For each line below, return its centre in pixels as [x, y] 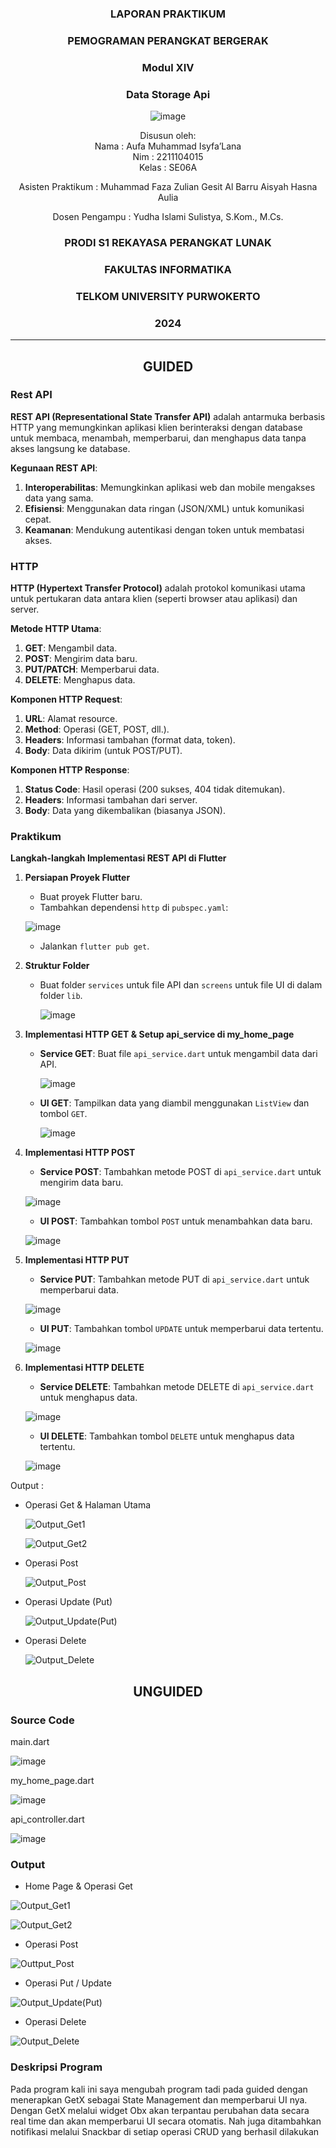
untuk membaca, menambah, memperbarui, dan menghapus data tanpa [158, 438]
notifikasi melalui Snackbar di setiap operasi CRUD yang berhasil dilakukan [165, 2131]
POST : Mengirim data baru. [81, 659]
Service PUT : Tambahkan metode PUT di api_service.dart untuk [174, 1279]
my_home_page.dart [52, 1781]
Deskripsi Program [56, 2067]
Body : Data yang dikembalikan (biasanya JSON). [125, 811]
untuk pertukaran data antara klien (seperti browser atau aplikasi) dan [154, 599]
